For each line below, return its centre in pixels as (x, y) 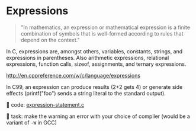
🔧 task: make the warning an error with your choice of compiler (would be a (98, 116)
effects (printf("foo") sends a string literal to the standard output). (86, 93)
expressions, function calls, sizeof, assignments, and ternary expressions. (96, 64)
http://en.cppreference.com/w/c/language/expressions (73, 75)
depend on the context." (50, 40)
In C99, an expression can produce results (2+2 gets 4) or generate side (94, 87)
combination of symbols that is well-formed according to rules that (102, 33)
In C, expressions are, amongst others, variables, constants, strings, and (94, 51)
